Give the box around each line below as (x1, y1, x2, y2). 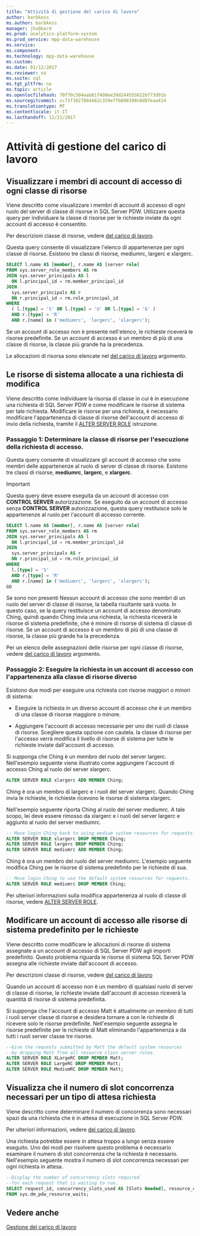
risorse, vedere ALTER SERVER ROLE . (6, 898, 98, 905)
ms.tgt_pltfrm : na (6, 81, 52, 87)
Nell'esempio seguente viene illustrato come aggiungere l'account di (6, 759, 174, 766)
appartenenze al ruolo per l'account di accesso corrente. (6, 511, 146, 518)
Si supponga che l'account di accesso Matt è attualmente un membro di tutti (6, 1007, 193, 1014)
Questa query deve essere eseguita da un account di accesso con (6, 492, 168, 499)
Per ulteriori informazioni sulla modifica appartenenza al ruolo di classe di (6, 891, 186, 899)
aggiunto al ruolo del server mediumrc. (6, 818, 101, 826)
